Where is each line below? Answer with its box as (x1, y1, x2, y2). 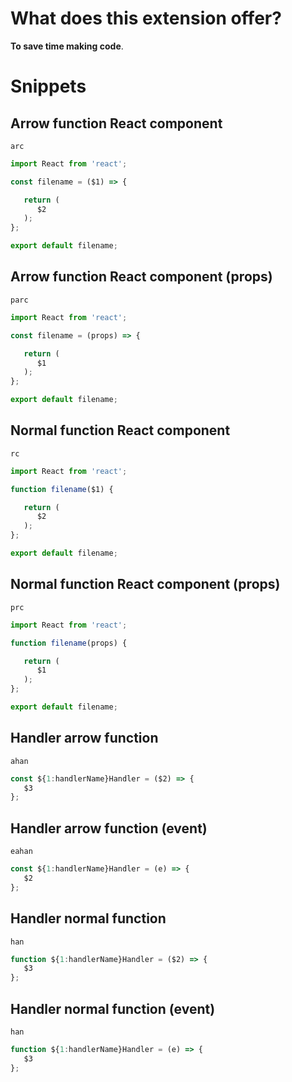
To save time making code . (10, 40, 124, 52)
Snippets (10, 75, 87, 98)
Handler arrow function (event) (10, 820, 208, 837)
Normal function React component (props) (10, 576, 281, 593)
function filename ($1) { (10, 484, 114, 494)
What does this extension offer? (10, 7, 282, 30)
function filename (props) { (10, 638, 128, 648)
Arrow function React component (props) (10, 268, 273, 286)
